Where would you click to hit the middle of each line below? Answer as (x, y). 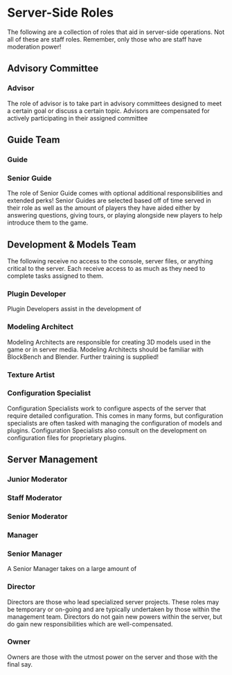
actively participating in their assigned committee (78, 118)
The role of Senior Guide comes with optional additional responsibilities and (115, 193)
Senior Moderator (37, 516)
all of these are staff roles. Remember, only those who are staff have (105, 39)
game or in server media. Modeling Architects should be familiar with (106, 349)
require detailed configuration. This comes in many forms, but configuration (115, 415)
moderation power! (34, 46)
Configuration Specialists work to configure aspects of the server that (107, 408)
